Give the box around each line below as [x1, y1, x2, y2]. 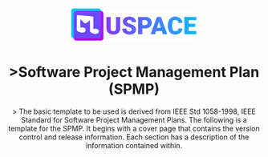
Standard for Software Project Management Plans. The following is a [20, 115, 248, 125]
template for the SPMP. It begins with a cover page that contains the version [8, 124, 260, 134]
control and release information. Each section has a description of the [18, 132, 250, 142]
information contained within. [86, 141, 182, 151]
